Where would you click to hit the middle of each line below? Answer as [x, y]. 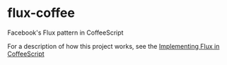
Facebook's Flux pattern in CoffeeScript [65, 32]
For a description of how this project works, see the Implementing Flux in [113, 46]
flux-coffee [41, 13]
